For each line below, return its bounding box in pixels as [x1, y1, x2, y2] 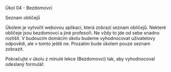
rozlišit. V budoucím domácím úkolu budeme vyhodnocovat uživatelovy [5, 35, 156, 41]
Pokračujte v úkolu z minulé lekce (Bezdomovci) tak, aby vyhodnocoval [5, 56, 155, 62]
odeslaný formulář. [5, 61, 45, 67]
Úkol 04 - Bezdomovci [5, 5, 53, 11]
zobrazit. [5, 46, 24, 52]
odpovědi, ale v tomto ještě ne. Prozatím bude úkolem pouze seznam [5, 41, 151, 47]
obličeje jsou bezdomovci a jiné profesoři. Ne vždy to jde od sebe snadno [5, 30, 160, 35]
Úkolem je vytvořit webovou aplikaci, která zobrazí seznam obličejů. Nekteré [5, 24, 166, 30]
